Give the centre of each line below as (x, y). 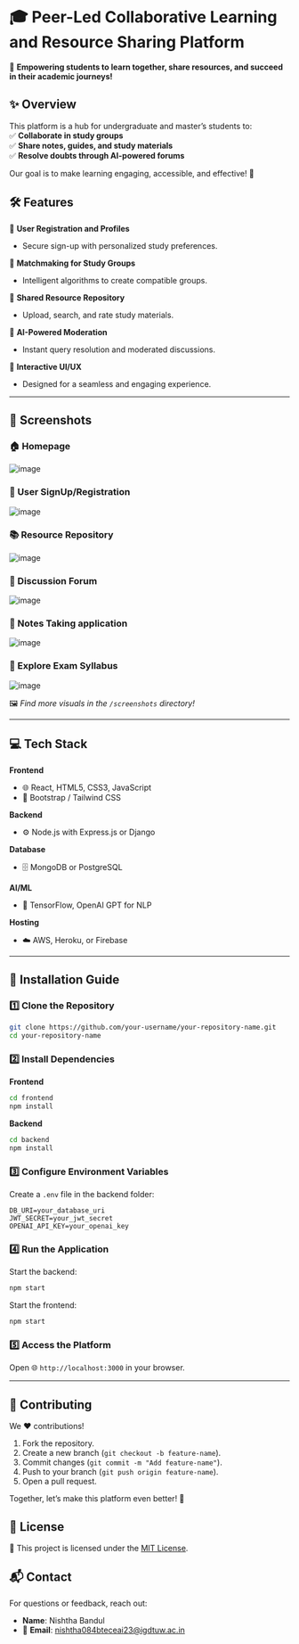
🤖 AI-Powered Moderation (58, 332)
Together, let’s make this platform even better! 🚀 (97, 1499)
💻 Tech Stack (48, 744)
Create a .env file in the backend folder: (82, 1195)
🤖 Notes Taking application (69, 623)
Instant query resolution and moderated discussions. (119, 349)
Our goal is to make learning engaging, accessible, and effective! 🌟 (132, 173)
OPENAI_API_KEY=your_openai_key (69, 1227)
